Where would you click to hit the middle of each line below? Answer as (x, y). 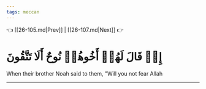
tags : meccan (23, 12)
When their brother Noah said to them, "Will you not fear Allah (85, 73)
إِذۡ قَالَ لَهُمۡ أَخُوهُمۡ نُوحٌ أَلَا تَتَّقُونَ (84, 56)
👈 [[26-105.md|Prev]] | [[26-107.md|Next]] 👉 (65, 30)
